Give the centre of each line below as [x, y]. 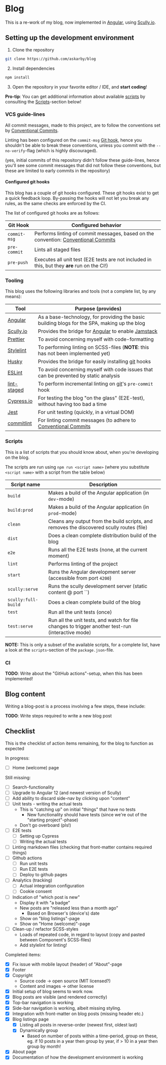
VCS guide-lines [25, 114]
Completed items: [23, 954]
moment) [59, 556]
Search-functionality [33, 787]
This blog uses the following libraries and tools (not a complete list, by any [81, 291]
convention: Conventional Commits [75, 240]
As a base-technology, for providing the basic [91, 317]
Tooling [14, 280]
